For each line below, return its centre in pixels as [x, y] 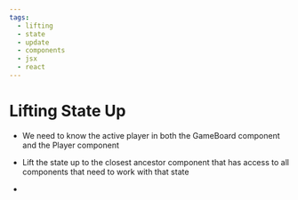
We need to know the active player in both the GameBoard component [151, 135]
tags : [19, 17]
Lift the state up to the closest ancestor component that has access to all [155, 162]
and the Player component [71, 145]
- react [32, 68]
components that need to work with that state [105, 172]
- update [33, 42]
